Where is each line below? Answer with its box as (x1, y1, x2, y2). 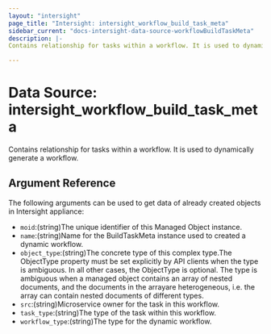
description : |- (8, 34, 63, 43)
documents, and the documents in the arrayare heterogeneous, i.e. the (19, 282, 256, 291)
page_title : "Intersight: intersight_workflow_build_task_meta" (8, 19, 229, 27)
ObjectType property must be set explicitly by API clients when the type (19, 256, 259, 266)
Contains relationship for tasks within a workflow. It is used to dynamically (8, 144, 254, 154)
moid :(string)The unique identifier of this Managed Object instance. (19, 222, 243, 232)
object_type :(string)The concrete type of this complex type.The (19, 248, 232, 257)
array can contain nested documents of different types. (19, 290, 204, 300)
